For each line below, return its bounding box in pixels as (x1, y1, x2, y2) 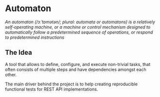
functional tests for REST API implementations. (5, 86, 98, 92)
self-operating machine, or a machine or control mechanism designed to (5, 24, 151, 30)
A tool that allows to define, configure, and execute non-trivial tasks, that (5, 61, 150, 67)
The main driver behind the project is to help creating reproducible (5, 81, 138, 87)
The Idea (5, 48, 32, 57)
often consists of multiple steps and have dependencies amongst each (5, 66, 146, 72)
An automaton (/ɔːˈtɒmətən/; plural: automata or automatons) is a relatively (5, 19, 155, 25)
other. (5, 71, 17, 78)
